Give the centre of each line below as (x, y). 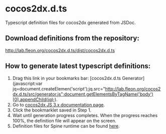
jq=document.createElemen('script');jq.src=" (59, 88)
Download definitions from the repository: (72, 38)
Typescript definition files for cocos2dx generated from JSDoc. (71, 22)
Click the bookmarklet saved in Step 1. (52, 110)
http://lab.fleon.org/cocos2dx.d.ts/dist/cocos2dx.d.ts (60, 50)
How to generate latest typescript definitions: (78, 66)
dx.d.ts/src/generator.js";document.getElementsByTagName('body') (83, 94)
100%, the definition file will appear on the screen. (64, 120)
